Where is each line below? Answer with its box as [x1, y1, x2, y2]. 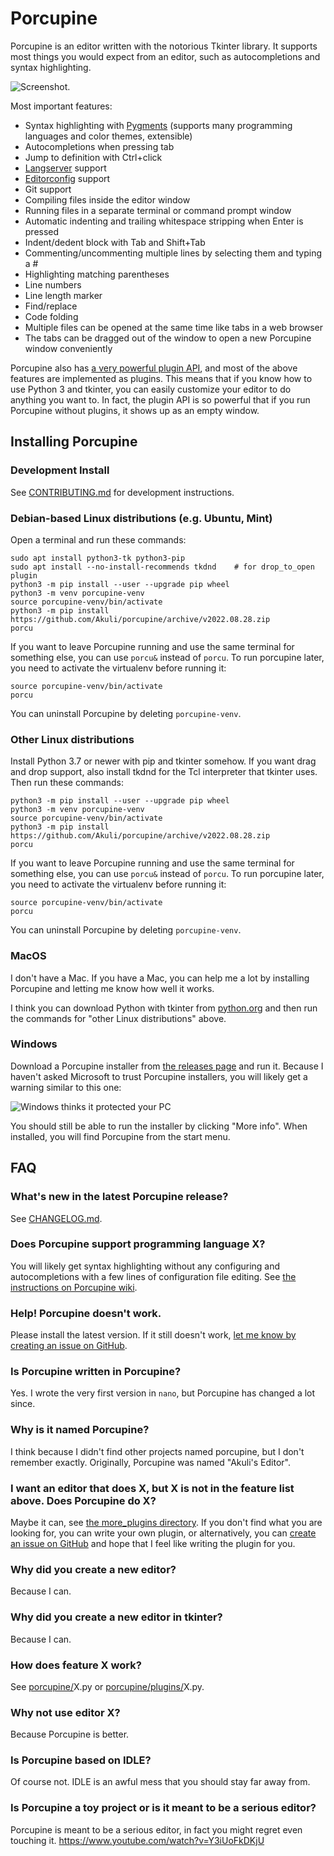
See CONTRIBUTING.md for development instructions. [10, 486, 235, 498]
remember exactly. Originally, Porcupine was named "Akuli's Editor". [10, 1456, 291, 1468]
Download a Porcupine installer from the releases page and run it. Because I [10, 1060, 324, 1072]
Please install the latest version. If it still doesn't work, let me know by [10, 1329, 297, 1341]
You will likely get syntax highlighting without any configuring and [10, 1260, 281, 1272]
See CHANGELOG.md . [10, 1212, 103, 1224]
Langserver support [24, 162, 107, 174]
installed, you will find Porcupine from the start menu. [10, 1130, 231, 1142]
